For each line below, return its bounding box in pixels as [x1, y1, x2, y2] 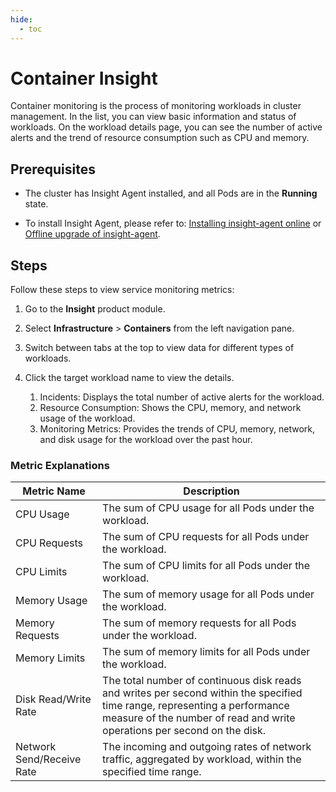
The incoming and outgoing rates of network [102, 740, 312, 754]
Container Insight [10, 67, 158, 90]
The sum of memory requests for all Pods [102, 616, 297, 630]
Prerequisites [10, 161, 96, 178]
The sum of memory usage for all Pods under [102, 587, 315, 601]
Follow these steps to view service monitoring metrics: [10, 284, 235, 296]
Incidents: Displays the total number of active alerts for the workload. [39, 391, 325, 403]
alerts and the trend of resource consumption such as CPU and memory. [10, 132, 310, 144]
